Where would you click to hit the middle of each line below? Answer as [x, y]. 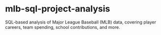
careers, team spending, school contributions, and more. [63, 27]
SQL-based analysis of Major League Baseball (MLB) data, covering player [81, 22]
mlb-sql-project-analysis [58, 9]
